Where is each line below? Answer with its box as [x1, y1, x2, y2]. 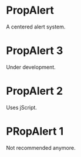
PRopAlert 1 [6, 125, 64, 138]
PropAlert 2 [6, 84, 63, 98]
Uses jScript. [6, 104, 37, 111]
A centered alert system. [6, 23, 66, 30]
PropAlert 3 [6, 44, 63, 57]
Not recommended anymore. [6, 144, 76, 151]
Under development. [6, 63, 56, 71]
